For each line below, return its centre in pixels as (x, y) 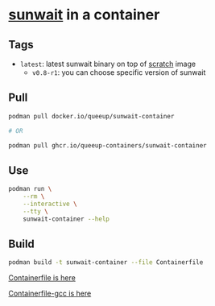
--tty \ (35, 211)
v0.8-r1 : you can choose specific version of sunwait (119, 72)
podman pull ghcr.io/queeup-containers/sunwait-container (107, 145)
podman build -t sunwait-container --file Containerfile (106, 263)
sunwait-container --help (66, 219)
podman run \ (30, 189)
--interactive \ (50, 204)
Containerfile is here (42, 278)
